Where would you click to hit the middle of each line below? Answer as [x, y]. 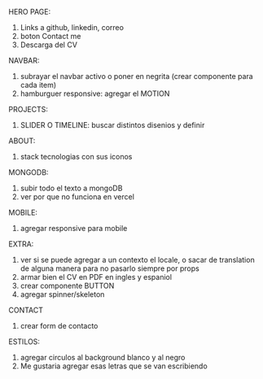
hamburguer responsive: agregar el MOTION [95, 94]
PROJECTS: [28, 109]
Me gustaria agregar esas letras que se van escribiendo [114, 366]
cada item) [38, 85]
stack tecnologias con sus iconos [76, 157]
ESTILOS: [24, 342]
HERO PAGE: [30, 12]
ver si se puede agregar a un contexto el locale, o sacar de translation [137, 260]
